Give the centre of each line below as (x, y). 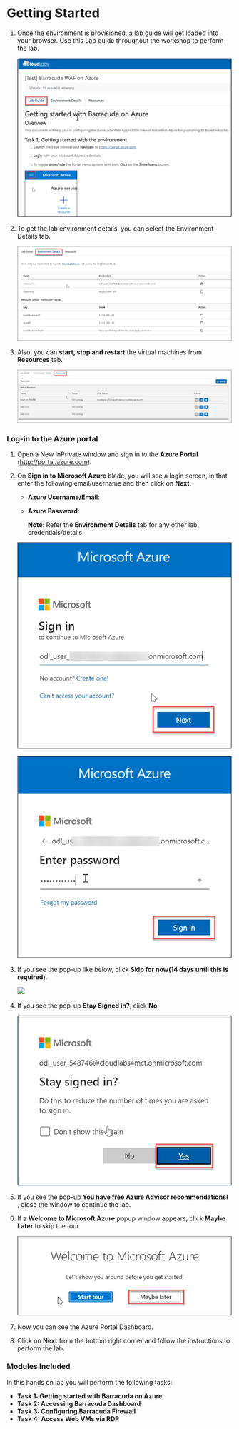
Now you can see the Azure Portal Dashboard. (85, 1327)
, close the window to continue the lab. (74, 1205)
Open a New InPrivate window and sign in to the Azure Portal (107, 454)
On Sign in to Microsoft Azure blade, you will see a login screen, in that (122, 476)
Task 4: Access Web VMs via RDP (68, 1418)
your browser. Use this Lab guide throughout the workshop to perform (120, 40)
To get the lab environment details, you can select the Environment (115, 229)
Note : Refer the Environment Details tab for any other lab (112, 525)
